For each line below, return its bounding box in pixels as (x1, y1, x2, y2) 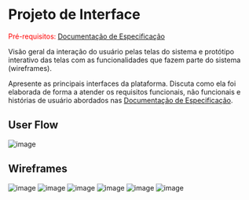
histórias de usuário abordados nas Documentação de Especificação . (8, 95, 233, 105)
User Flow (8, 118, 59, 131)
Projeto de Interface (8, 6, 141, 24)
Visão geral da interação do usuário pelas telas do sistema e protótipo (8, 46, 234, 56)
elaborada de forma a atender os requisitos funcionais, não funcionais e (8, 87, 241, 96)
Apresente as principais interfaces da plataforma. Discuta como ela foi (8, 79, 236, 88)
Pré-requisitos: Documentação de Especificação (8, 31, 165, 41)
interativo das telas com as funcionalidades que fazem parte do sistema (8, 55, 241, 65)
